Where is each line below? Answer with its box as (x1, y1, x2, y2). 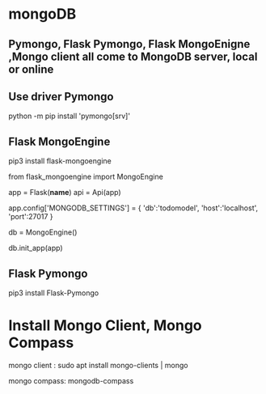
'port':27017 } (8, 212, 54, 222)
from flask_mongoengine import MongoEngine (8, 172, 163, 182)
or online (8, 62, 54, 76)
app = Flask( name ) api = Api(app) (8, 188, 121, 197)
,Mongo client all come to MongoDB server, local (8, 49, 258, 63)
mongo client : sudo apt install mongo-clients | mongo (8, 360, 188, 370)
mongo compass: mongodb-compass (8, 375, 134, 385)
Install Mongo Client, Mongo (8, 316, 202, 335)
